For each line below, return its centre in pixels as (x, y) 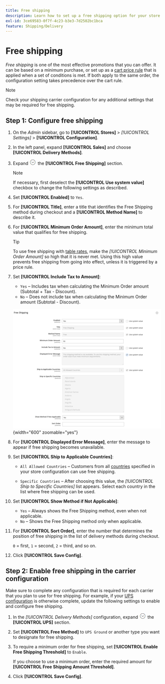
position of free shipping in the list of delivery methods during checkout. (86, 536)
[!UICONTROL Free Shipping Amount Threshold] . (64, 667)
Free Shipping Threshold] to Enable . (50, 652)
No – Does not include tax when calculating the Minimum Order (83, 297)
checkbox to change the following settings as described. (70, 188)
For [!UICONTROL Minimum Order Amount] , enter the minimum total (83, 227)
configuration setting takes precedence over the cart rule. (64, 81)
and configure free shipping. (34, 606)
